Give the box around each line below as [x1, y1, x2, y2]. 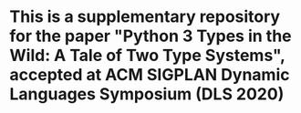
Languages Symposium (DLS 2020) [9, 84, 285, 105]
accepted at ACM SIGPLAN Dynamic [9, 65, 290, 86]
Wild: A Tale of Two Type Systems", [9, 46, 285, 66]
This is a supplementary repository [9, 6, 281, 27]
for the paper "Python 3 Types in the [9, 26, 292, 46]
